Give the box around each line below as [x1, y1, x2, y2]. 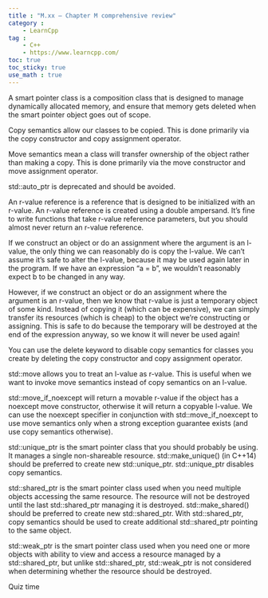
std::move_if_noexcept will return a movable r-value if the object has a [8, 392, 239, 403]
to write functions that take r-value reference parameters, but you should [8, 214, 249, 223]
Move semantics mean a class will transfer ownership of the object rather [8, 149, 250, 159]
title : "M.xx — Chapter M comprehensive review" [8, 11, 177, 20]
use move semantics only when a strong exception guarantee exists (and [8, 418, 249, 427]
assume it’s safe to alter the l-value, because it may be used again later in [8, 254, 250, 264]
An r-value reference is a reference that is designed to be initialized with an [8, 197, 255, 207]
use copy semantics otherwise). [8, 427, 113, 436]
